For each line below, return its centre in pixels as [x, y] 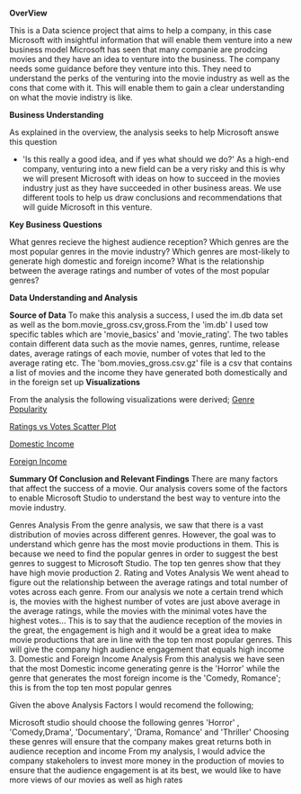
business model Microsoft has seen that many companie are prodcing [138, 50]
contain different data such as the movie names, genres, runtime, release [145, 344]
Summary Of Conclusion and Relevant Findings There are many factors [144, 479]
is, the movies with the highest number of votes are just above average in [145, 601]
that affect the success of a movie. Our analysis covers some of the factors [148, 488]
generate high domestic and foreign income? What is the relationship [137, 261]
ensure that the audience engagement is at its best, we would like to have [145, 770]
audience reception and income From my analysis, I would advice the [137, 751]
